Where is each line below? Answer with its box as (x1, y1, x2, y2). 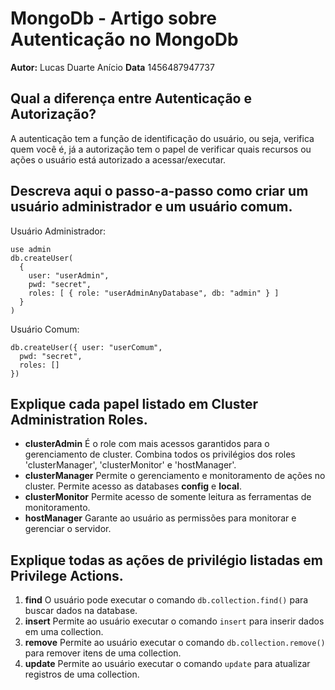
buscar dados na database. (24, 605, 138, 617)
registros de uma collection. (24, 668, 140, 681)
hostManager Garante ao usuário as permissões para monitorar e (24, 512, 297, 524)
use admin (10, 244, 52, 254)
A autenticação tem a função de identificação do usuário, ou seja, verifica (10, 132, 315, 144)
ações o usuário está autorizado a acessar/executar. (10, 153, 227, 166)
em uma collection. (24, 626, 104, 638)
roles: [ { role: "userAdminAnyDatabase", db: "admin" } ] (28, 288, 280, 298)
